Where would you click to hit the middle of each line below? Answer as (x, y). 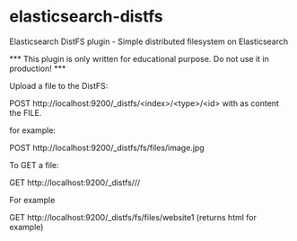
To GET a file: (35, 165)
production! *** (38, 68)
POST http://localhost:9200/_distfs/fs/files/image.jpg (107, 147)
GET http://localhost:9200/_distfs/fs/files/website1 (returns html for (133, 217)
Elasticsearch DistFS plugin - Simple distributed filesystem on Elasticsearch (149, 41)
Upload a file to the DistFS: (59, 85)
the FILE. (26, 112)
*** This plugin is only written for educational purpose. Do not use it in (139, 58)
